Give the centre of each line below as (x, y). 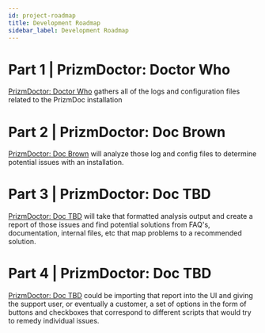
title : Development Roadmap (55, 23)
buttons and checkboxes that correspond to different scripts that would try (130, 312)
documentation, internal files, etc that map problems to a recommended (125, 233)
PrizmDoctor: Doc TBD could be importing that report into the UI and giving (131, 296)
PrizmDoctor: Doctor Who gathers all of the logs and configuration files (124, 91)
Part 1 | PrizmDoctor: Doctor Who (119, 69)
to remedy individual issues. (54, 321)
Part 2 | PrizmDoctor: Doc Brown (117, 132)
